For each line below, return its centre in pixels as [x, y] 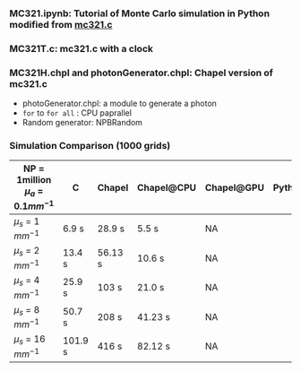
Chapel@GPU [234, 187]
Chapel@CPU [167, 187]
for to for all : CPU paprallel [77, 113]
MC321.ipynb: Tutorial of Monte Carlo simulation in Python [140, 13]
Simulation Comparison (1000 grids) [90, 146]
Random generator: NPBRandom [82, 123]
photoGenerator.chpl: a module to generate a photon [120, 104]
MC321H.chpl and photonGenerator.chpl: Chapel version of [141, 73]
